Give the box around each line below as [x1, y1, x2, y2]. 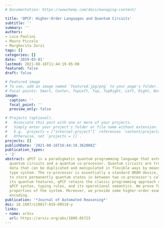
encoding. [9, 193, 29, 198]
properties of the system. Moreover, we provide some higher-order [9, 188, 150, 193]
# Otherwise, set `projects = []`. [5, 134, 82, 138]
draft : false [5, 70, 32, 76]
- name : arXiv [5, 211, 34, 216]
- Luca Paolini [5, 34, 36, 39]
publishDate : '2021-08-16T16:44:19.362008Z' [5, 143, 97, 148]
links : [5, 206, 19, 211]
